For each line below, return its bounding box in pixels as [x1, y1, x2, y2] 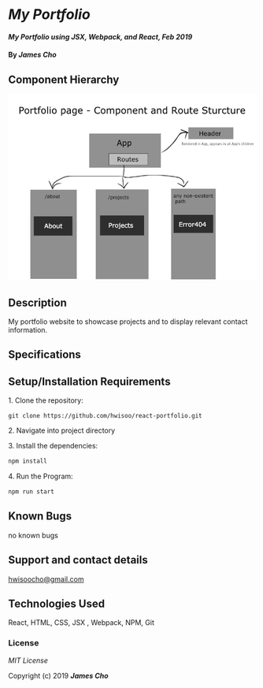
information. [8, 325, 48, 334]
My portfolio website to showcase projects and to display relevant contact [8, 317, 248, 326]
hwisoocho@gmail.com [8, 574, 84, 584]
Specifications [8, 348, 81, 362]
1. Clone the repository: [8, 396, 84, 405]
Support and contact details [8, 553, 148, 567]
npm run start [8, 488, 55, 496]
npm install [8, 457, 47, 466]
